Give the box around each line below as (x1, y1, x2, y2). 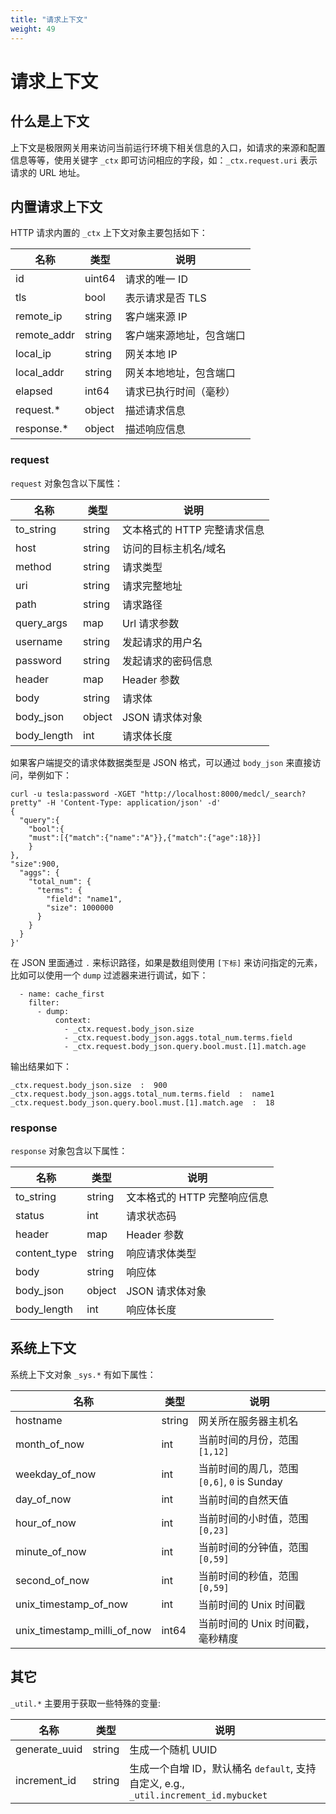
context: (54, 1015, 92, 1025)
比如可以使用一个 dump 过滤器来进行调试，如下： (10, 969, 209, 981)
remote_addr (15, 328, 75, 342)
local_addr (15, 366, 65, 380)
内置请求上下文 (10, 198, 103, 215)
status (15, 1208, 45, 1222)
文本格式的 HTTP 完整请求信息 (121, 522, 265, 536)
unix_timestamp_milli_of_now (15, 1623, 152, 1637)
